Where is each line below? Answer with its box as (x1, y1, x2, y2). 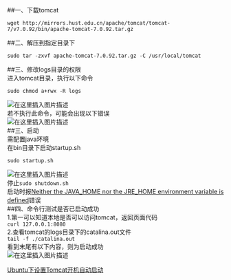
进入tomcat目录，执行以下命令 (7, 74, 93, 82)
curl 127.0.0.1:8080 (7, 221, 67, 228)
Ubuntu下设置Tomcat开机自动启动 (7, 266, 104, 274)
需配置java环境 (7, 135, 49, 143)
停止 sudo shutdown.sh (7, 179, 69, 187)
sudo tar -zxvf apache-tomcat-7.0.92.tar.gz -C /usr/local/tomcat (7, 52, 201, 59)
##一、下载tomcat (7, 6, 59, 14)
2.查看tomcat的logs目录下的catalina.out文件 (7, 228, 132, 236)
